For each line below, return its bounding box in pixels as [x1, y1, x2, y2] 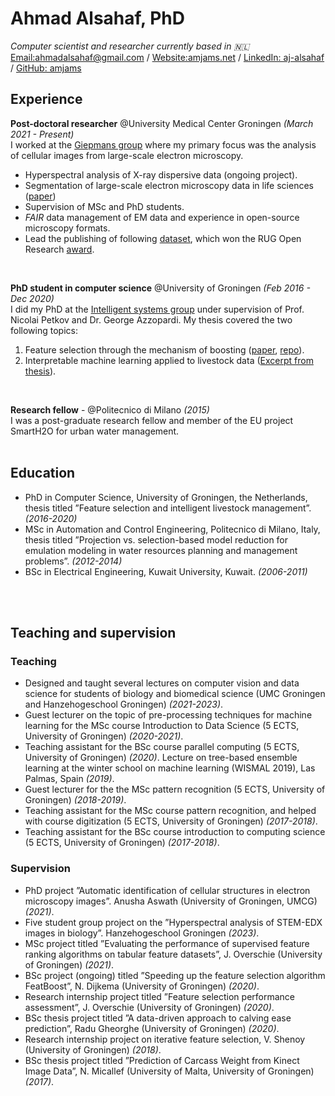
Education [10, 465, 76, 482]
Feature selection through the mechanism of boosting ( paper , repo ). [24, 343, 305, 356]
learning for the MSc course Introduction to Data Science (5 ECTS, [24, 720, 300, 732]
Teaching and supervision [10, 624, 177, 641]
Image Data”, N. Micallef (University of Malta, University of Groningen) [24, 1065, 315, 1077]
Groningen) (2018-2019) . [24, 794, 127, 806]
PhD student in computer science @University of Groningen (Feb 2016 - [10, 282, 311, 294]
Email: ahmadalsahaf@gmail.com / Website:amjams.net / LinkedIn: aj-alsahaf [10, 51, 325, 63]
